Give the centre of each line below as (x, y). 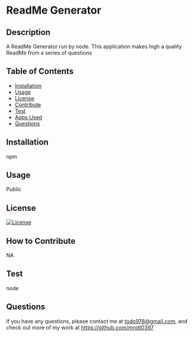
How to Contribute (41, 241)
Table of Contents (40, 71)
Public (14, 189)
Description (28, 32)
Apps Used (29, 117)
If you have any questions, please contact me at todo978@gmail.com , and (97, 321)
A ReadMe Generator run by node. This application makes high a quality (94, 46)
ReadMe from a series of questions (49, 53)
